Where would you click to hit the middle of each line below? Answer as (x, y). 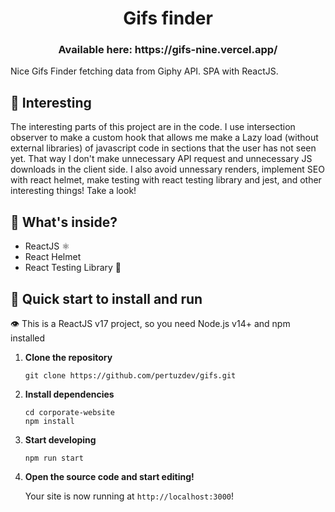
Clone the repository (68, 357)
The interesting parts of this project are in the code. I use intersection (153, 127)
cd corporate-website (69, 412)
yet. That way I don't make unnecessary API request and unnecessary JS (161, 159)
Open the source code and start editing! (109, 476)
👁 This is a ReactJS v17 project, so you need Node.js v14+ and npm (150, 323)
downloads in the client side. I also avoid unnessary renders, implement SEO (167, 169)
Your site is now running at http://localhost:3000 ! (129, 496)
